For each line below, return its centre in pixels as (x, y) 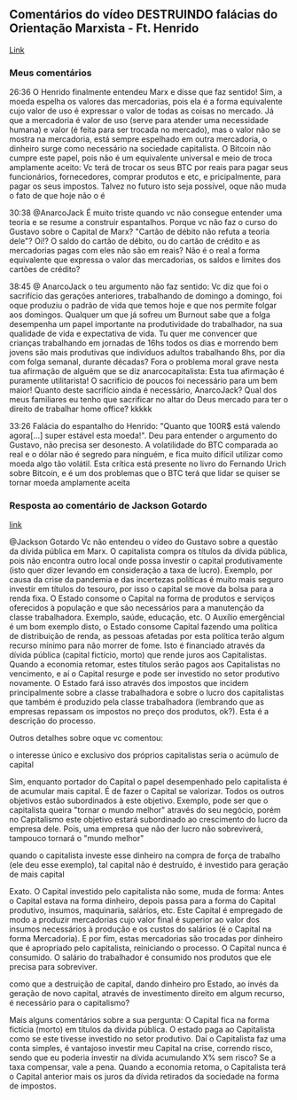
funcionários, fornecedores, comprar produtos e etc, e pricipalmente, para (145, 177)
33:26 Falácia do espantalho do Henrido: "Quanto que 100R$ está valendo (145, 426)
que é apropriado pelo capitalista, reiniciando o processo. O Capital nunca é (148, 948)
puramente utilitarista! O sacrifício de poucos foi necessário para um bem (144, 381)
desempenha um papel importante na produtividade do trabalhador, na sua (146, 324)
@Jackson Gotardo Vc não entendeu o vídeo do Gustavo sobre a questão (144, 542)
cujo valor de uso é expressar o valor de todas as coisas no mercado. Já (142, 111)
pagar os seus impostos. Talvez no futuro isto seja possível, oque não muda (148, 186)
